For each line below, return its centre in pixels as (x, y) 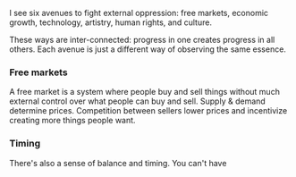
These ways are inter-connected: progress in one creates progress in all (142, 40)
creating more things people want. (72, 121)
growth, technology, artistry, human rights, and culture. (111, 22)
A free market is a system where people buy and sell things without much (144, 92)
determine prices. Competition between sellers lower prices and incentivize (148, 111)
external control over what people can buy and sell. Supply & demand (137, 101)
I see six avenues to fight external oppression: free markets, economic (139, 13)
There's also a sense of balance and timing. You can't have (118, 163)
